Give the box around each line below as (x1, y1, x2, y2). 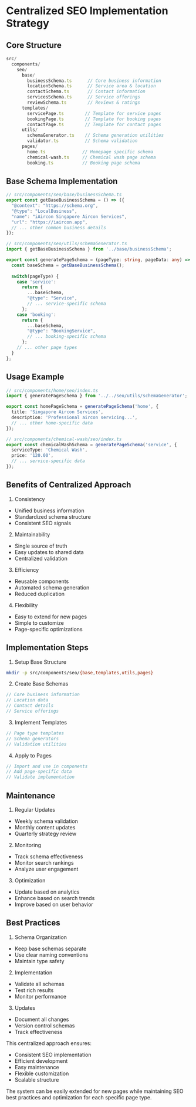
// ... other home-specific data (11, 420, 93, 426)
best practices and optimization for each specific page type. (6, 1093, 152, 1101)
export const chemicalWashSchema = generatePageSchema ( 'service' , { (6, 442, 177, 447)
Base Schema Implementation (6, 176, 118, 186)
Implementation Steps (6, 643, 89, 653)
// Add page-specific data (6, 769, 72, 775)
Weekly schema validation (14, 818, 78, 825)
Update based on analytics (14, 888, 80, 895)
